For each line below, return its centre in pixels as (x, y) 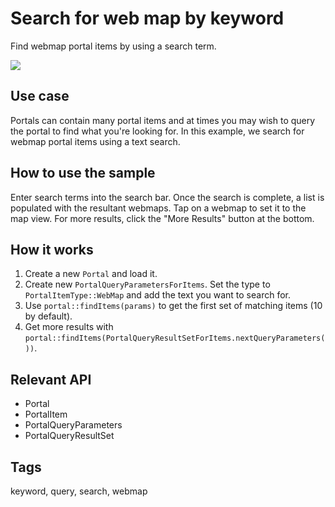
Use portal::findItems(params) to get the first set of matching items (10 (173, 306)
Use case (40, 96)
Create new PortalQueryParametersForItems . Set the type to (147, 284)
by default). (48, 316)
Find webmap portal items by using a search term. (113, 46)
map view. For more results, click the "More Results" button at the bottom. (162, 218)
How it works (52, 249)
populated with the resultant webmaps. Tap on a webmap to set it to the (158, 208)
